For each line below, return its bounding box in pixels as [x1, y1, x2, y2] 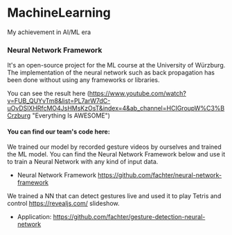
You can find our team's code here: [7, 127, 111, 136]
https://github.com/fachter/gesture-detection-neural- [53, 213, 206, 221]
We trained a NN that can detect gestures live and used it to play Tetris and [7, 192, 222, 200]
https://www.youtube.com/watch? [89, 89, 187, 98]
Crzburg [7, 111, 31, 120]
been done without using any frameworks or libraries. [7, 76, 160, 84]
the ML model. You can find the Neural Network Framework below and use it [7, 150, 226, 159]
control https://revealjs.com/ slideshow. [7, 200, 120, 208]
